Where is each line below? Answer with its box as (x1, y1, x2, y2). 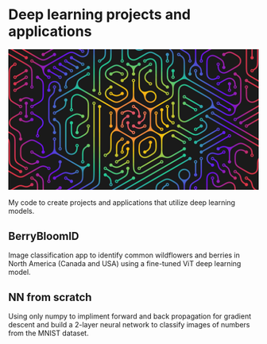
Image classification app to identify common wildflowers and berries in (8, 250, 241, 260)
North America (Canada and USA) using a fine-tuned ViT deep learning (8, 259, 242, 269)
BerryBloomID (8, 229, 79, 243)
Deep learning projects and (8, 6, 192, 24)
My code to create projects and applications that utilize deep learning (8, 198, 236, 207)
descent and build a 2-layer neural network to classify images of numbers (8, 320, 250, 330)
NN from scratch (8, 290, 92, 303)
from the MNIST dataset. (8, 328, 89, 338)
